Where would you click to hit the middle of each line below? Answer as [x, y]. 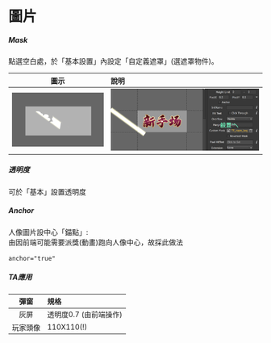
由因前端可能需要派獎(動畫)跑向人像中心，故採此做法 [96, 242]
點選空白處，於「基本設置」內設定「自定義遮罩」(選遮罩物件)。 [114, 61]
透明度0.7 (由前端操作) [85, 315]
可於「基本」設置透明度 [47, 191]
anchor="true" [32, 258]
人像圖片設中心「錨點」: [48, 232]
